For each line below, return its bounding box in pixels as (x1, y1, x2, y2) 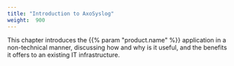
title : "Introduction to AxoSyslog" (7, 10, 114, 17)
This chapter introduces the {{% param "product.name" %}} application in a (7, 35, 226, 44)
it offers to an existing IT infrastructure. (7, 50, 121, 59)
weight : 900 (7, 17, 46, 24)
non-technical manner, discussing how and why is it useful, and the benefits (7, 43, 228, 51)
